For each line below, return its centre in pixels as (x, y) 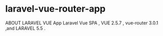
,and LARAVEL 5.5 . (25, 28)
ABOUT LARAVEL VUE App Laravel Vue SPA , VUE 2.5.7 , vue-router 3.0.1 (82, 23)
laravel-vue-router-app (55, 9)
